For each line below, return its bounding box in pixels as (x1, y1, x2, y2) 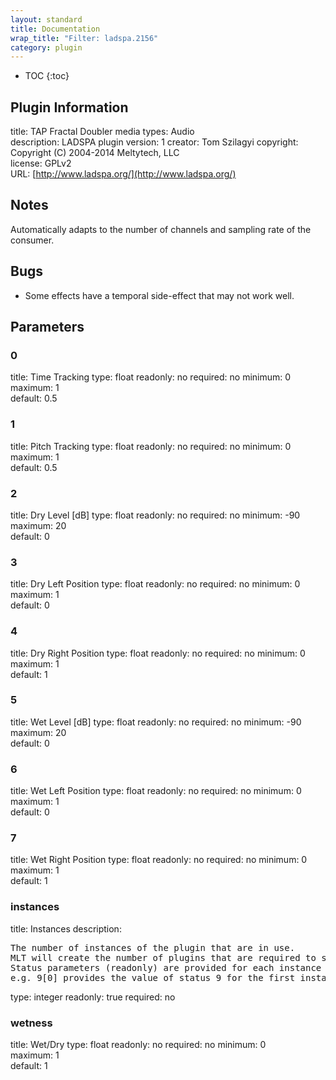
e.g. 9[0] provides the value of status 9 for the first (10, 972, 296, 983)
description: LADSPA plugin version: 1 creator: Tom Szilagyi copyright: (10, 136, 299, 148)
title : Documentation (10, 24, 101, 34)
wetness (10, 1016, 53, 1030)
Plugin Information (10, 99, 129, 116)
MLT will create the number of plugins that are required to (10, 952, 317, 963)
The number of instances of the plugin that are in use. (10, 942, 296, 953)
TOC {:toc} (24, 70, 70, 82)
